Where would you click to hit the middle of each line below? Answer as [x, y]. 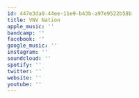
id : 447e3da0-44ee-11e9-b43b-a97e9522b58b [69, 13]
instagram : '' [28, 52]
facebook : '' [26, 39]
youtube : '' [24, 84]
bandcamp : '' [26, 33]
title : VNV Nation [34, 20]
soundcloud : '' [29, 59]
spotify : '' [24, 65]
